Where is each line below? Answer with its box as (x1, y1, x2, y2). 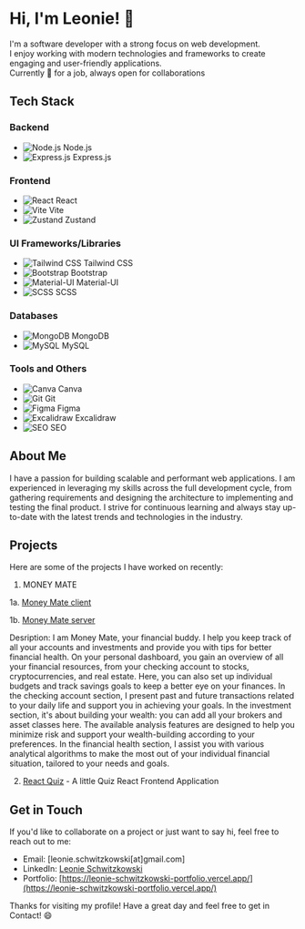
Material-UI (76, 277, 119, 288)
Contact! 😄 (9, 910, 53, 921)
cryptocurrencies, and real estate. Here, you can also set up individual (9, 671, 273, 682)
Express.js (72, 151, 112, 162)
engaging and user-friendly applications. (9, 57, 162, 68)
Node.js (63, 141, 93, 153)
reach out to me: (9, 836, 71, 847)
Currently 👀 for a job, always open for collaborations (9, 67, 206, 78)
